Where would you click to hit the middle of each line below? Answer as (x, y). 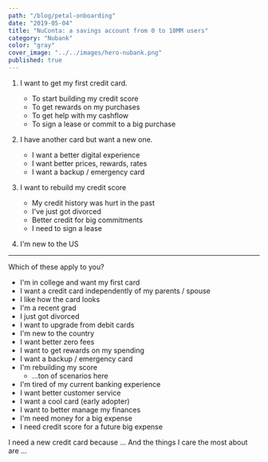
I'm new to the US (49, 244)
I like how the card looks (60, 299)
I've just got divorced (67, 211)
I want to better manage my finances (80, 409)
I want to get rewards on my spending (82, 350)
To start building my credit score (85, 98)
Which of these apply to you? (57, 267)
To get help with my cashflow (80, 115)
